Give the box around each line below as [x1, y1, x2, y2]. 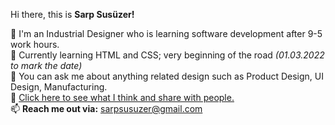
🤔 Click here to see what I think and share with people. [10, 92, 235, 103]
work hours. [10, 39, 60, 50]
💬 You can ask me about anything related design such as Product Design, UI [10, 70, 325, 82]
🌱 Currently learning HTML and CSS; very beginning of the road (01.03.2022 [10, 49, 325, 61]
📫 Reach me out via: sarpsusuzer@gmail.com [10, 103, 203, 114]
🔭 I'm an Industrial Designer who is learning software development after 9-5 [10, 28, 323, 39]
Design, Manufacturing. [10, 81, 108, 93]
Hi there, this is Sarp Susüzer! [10, 9, 135, 20]
